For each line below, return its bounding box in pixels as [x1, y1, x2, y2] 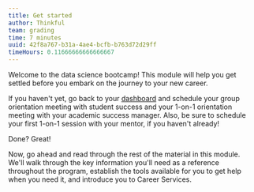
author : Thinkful [8, 19, 65, 27]
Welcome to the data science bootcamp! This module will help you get [8, 70, 237, 79]
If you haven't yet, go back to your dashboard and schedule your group [8, 94, 241, 103]
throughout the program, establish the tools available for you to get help [8, 167, 242, 175]
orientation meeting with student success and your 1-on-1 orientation [8, 102, 233, 111]
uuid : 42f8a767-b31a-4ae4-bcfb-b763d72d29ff [8, 41, 157, 49]
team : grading [8, 26, 55, 34]
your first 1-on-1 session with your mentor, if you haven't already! [8, 119, 219, 128]
